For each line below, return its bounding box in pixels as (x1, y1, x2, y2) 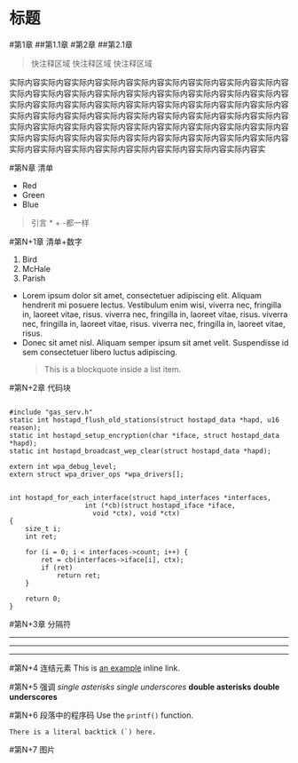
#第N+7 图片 (9, 743, 56, 755)
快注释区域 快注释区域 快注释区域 (30, 58, 153, 68)
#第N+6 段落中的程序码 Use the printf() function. (9, 710, 193, 720)
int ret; (25, 532, 58, 541)
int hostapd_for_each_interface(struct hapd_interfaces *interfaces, (9, 493, 272, 502)
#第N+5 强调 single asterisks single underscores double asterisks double (9, 681, 280, 692)
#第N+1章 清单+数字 (9, 236, 82, 247)
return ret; (56, 570, 101, 580)
